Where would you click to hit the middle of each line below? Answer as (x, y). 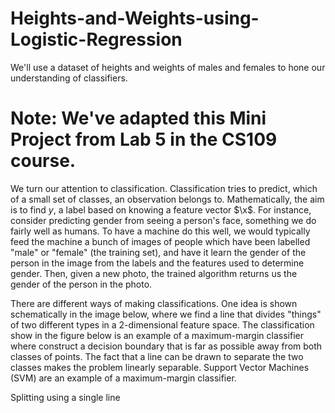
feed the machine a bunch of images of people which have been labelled (160, 241)
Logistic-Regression (96, 39)
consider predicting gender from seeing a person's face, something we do (163, 220)
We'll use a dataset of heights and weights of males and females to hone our (168, 67)
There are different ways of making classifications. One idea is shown (154, 303)
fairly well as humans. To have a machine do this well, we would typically (160, 231)
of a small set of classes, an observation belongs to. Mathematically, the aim (167, 199)
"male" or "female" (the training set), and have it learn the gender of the (158, 252)
